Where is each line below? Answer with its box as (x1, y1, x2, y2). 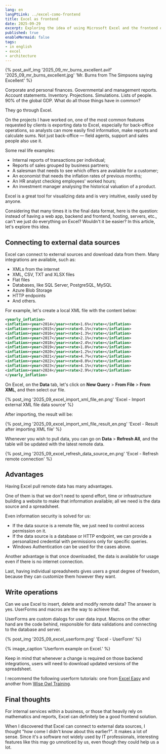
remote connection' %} (5, 456, 52, 462)
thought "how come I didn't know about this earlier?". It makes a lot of (5, 729, 147, 734)
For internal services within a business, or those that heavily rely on (5, 708, 142, 714)
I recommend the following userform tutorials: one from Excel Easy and (5, 676, 150, 682)
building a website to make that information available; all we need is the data (5, 498, 161, 504)
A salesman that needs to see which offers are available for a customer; (12, 168, 159, 174)
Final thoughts (5, 695, 51, 703)
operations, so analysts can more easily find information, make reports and (5, 127, 158, 133)
